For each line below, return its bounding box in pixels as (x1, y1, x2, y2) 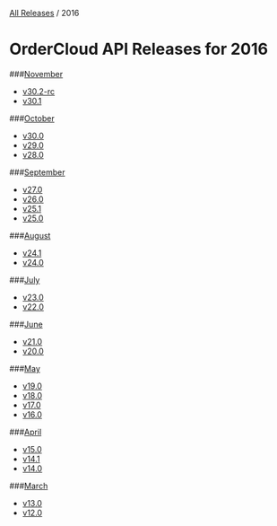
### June (9, 319, 43, 329)
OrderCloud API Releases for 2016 (9, 39, 269, 59)
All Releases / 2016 (9, 8, 80, 18)
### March (9, 480, 48, 491)
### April (9, 426, 42, 437)
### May (9, 363, 40, 373)
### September (9, 166, 65, 178)
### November (9, 68, 64, 79)
